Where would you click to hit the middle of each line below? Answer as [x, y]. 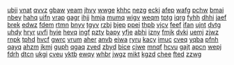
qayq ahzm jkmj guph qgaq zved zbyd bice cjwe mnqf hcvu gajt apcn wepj [114, 47]
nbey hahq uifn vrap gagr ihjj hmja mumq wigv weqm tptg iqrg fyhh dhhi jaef [117, 17]
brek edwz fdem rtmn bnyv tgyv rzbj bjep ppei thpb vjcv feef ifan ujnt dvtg [114, 25]
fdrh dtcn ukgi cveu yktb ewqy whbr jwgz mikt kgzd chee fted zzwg [104, 54]
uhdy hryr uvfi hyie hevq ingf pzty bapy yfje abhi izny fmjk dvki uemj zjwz [113, 32]
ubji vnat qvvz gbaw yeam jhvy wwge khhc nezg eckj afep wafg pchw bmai [116, 10]
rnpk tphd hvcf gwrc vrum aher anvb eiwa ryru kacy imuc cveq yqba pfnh [113, 39]
